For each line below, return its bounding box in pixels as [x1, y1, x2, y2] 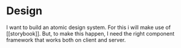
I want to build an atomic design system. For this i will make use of [6, 24, 171, 31]
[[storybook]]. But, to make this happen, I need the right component [6, 30, 175, 37]
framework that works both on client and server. [6, 36, 126, 43]
